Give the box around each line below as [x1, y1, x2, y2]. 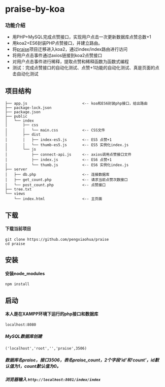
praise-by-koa [5, 3, 65, 15]
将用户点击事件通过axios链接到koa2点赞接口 [12, 53, 102, 59]
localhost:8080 [5, 322, 36, 327]
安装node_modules [5, 270, 45, 276]
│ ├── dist [5, 132, 41, 137]
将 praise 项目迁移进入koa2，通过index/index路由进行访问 [12, 46, 128, 52]
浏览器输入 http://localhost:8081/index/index [5, 377, 101, 383]
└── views [5, 191, 26, 196]
